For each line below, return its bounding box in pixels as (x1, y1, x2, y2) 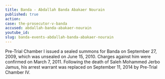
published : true (5, 12, 39, 17)
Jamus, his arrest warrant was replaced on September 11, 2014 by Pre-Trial (5, 64, 158, 70)
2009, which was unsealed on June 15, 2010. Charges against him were (5, 53, 151, 59)
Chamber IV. (5, 69, 31, 75)
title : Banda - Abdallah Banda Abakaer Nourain (5, 7, 105, 12)
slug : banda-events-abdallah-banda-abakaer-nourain (5, 35, 114, 40)
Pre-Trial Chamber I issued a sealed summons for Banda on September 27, (5, 48, 157, 54)
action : (5, 16, 21, 21)
